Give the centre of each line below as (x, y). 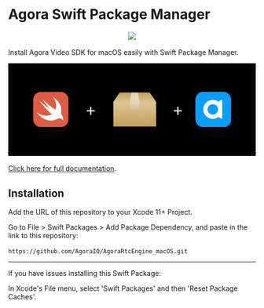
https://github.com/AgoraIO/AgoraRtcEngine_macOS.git (98, 252)
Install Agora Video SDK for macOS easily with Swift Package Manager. (123, 52)
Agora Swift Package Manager (109, 14)
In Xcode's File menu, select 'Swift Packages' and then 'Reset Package (123, 288)
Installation (36, 193)
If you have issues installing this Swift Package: (84, 274)
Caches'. (22, 297)
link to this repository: (43, 236)
